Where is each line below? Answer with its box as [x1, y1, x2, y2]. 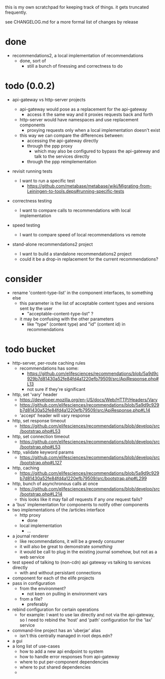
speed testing [12, 222, 40, 228]
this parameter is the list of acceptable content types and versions [19, 300, 154, 306]
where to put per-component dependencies [19, 659, 109, 665]
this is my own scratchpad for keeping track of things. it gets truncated [5, 4, 149, 10]
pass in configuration [12, 580, 56, 586]
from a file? [19, 596, 43, 602]
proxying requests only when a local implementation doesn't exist [27, 127, 161, 133]
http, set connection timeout [12, 433, 70, 439]
